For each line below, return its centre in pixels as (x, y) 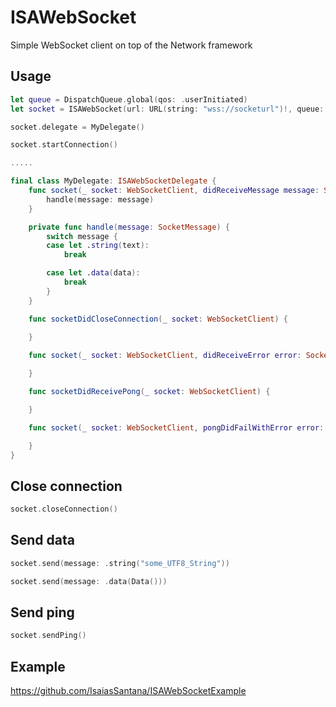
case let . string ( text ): (98, 246)
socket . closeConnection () (64, 509)
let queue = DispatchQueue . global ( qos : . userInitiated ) (129, 99)
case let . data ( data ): (93, 273)
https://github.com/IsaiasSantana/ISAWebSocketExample (128, 691)
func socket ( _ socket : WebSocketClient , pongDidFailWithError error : (176, 427)
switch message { (82, 236)
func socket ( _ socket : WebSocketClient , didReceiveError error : (165, 356)
